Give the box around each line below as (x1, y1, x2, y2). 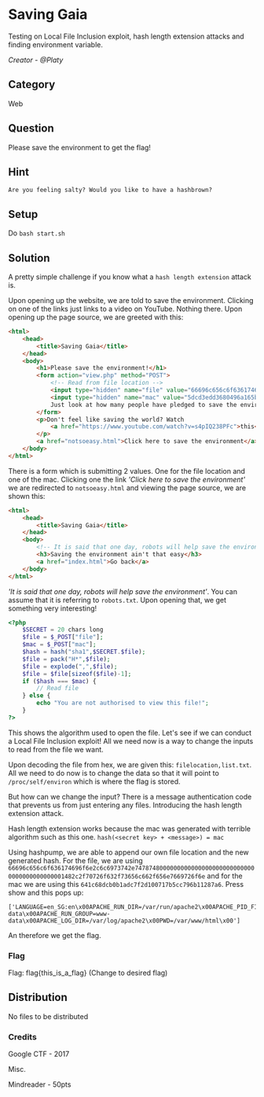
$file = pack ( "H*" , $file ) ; (22, 655, 111, 663)
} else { (22, 692, 51, 700)
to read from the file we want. (8, 744, 104, 754)
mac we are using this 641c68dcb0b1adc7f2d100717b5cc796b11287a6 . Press (8, 879, 244, 888)
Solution (8, 251, 50, 264)
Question (8, 122, 54, 135)
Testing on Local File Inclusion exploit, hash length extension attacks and (8, 31, 245, 41)
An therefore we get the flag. (8, 930, 101, 940)
